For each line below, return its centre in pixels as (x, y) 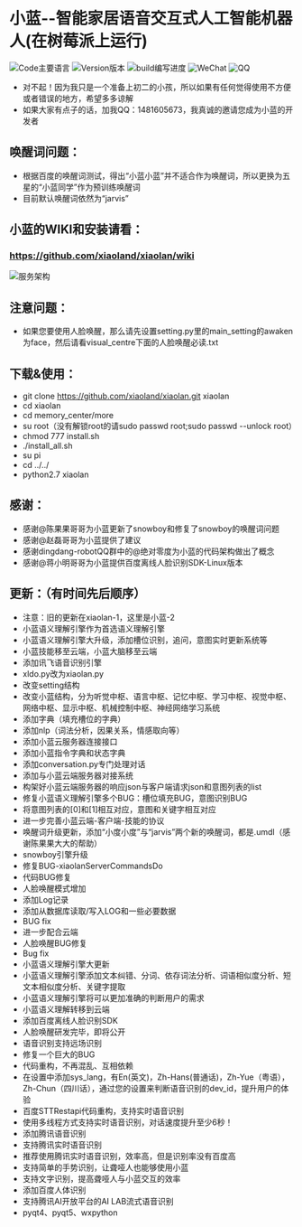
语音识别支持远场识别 (62, 1043)
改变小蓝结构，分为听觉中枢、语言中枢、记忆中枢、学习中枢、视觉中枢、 (156, 696)
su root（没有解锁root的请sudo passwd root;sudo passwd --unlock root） (160, 426)
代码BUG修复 (47, 876)
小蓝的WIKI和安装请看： (77, 230)
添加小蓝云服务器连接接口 (70, 741)
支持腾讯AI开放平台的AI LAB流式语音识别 (98, 1201)
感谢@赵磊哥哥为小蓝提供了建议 (82, 539)
